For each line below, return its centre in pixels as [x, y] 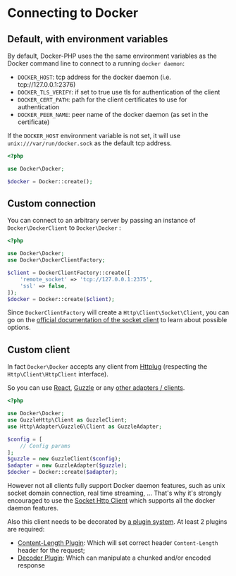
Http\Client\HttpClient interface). [58, 374]
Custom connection [52, 203]
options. [19, 327]
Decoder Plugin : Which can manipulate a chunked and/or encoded [114, 558]
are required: [26, 529]
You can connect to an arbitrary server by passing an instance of [101, 221]
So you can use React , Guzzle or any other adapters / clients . [96, 388]
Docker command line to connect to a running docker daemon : [96, 63]
